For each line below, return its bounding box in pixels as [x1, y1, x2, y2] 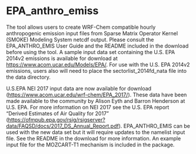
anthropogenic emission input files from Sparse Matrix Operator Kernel [6, 29, 178, 36]
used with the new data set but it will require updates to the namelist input [6, 128, 185, 136]
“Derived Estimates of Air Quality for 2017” [6, 110, 109, 117]
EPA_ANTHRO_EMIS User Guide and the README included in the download [6, 42, 189, 49]
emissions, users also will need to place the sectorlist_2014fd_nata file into [6, 67, 187, 74]
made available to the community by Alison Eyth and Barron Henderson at [6, 97, 185, 104]
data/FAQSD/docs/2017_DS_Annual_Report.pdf [6, 122, 119, 129]
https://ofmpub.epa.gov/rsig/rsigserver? [8, 116, 106, 123]
